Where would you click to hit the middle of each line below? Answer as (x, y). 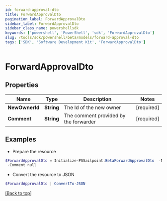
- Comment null (22, 165)
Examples (21, 140)
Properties (22, 85)
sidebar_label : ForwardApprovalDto (42, 24)
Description (97, 99)
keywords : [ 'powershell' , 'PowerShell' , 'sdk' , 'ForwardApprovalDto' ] (80, 33)
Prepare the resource (34, 151)
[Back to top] (18, 193)
